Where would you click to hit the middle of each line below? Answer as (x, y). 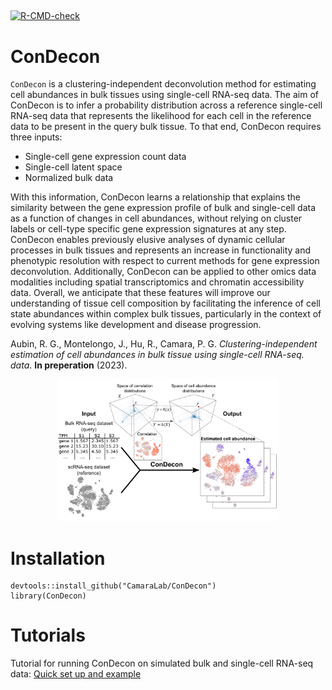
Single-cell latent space (73, 167)
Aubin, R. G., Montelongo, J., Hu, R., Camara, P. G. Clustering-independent (164, 344)
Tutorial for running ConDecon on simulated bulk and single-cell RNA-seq (162, 663)
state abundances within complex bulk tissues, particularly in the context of (166, 314)
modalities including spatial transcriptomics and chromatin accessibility (157, 282)
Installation (58, 558)
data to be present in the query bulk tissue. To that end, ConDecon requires (166, 127)
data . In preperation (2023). (69, 365)
